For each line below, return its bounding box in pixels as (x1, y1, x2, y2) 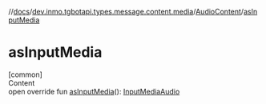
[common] (8, 70, 42, 79)
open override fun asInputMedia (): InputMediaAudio (8, 86, 180, 96)
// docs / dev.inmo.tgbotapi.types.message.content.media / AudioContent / (8, 7, 244, 16)
